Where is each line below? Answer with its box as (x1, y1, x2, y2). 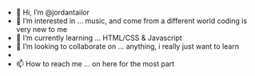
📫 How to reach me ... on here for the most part (15, 59, 175, 68)
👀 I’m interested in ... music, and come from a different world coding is (15, 16, 248, 26)
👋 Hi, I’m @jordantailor (15, 8, 90, 17)
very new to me (15, 25, 68, 34)
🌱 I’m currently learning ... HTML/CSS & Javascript (15, 33, 182, 42)
